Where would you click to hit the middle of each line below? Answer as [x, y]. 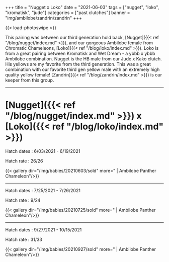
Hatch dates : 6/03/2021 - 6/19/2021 [43, 151]
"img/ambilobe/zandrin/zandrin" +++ [44, 18]
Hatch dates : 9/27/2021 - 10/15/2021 [44, 230]
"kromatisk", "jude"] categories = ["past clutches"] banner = [68, 13]
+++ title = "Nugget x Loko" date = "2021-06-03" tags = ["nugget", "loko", [82, 7]
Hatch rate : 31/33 [24, 239]
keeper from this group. [30, 80]
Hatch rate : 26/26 [24, 161]
